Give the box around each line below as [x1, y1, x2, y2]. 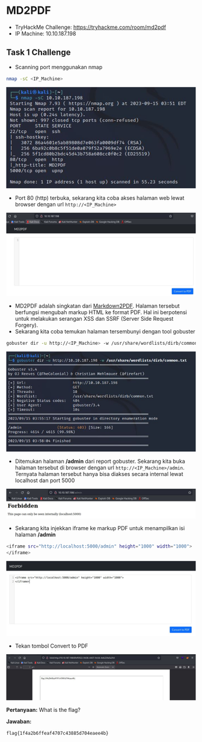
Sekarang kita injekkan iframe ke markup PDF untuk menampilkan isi [14, 525, 185, 532]
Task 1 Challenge [6, 48, 71, 58]
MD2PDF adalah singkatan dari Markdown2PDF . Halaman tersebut [14, 302, 180, 310]
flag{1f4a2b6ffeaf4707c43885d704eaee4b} [6, 730, 109, 736]
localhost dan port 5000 [14, 477, 75, 484]
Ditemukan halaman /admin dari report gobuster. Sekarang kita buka [14, 458, 185, 465]
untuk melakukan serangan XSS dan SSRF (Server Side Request [14, 315, 174, 323]
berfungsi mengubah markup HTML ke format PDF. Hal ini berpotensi [14, 309, 188, 316]
